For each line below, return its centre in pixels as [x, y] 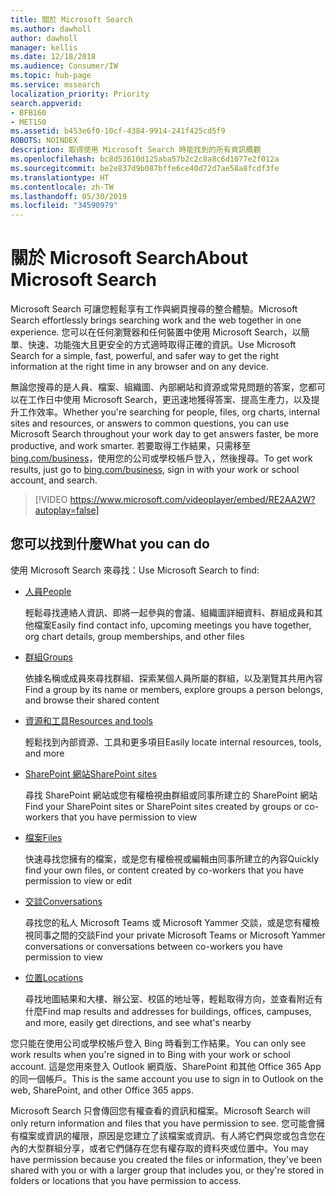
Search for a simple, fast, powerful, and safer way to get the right [145, 356]
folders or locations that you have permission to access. [126, 1180]
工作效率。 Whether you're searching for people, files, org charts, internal [169, 412]
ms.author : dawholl [51, 29]
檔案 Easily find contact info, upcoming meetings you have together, [172, 625]
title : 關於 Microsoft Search [71, 19]
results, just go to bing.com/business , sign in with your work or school [155, 470]
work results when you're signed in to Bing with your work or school [150, 1054]
